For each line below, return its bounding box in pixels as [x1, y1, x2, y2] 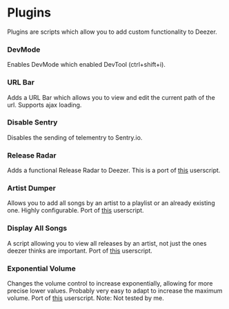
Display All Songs [7, 224, 68, 233]
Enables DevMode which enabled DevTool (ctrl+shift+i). [7, 61, 166, 69]
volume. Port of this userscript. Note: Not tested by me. [7, 294, 164, 302]
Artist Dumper [7, 184, 57, 193]
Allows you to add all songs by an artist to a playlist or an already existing [7, 199, 215, 207]
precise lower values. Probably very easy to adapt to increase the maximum [7, 287, 223, 295]
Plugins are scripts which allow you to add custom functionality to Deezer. [7, 28, 217, 36]
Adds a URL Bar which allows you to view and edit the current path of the [7, 93, 215, 101]
